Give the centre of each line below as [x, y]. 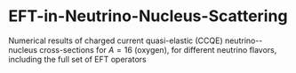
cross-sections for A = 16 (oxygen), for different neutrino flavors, [158, 49]
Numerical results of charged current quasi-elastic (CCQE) [116, 40]
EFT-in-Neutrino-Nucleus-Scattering [148, 16]
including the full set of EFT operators [78, 59]
